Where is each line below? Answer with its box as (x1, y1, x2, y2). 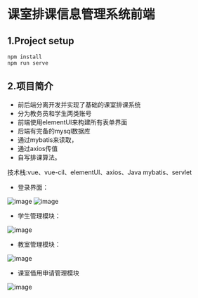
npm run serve (7, 60, 49, 67)
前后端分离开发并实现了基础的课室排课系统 (17, 100, 141, 109)
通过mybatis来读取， (17, 135, 78, 144)
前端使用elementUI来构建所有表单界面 (17, 117, 128, 127)
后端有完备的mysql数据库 (17, 127, 91, 135)
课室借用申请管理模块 (17, 268, 79, 277)
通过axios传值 (17, 144, 58, 153)
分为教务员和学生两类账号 (17, 109, 92, 117)
